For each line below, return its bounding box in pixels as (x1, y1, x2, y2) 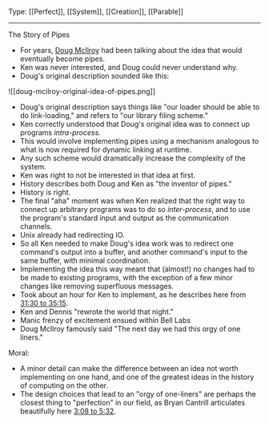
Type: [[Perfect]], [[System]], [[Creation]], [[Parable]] (8, 7, 184, 16)
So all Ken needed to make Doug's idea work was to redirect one (19, 238, 234, 248)
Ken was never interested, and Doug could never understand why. (19, 63, 239, 71)
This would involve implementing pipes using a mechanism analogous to (19, 137, 259, 145)
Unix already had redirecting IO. (19, 230, 126, 239)
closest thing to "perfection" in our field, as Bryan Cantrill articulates (19, 397, 246, 407)
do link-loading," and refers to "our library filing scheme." (19, 111, 209, 120)
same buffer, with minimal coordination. (19, 256, 151, 265)
